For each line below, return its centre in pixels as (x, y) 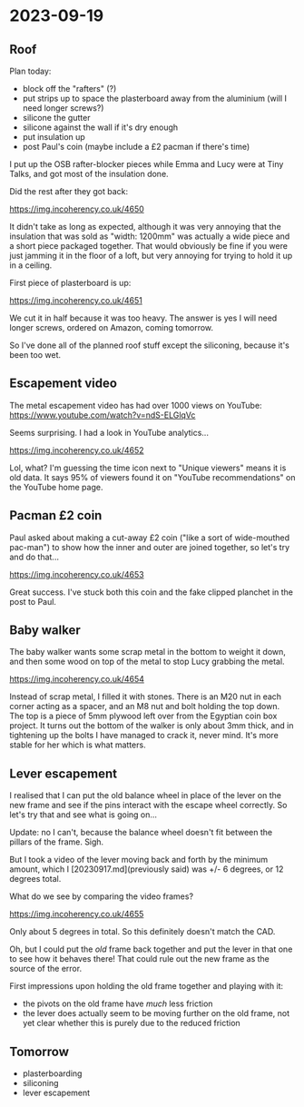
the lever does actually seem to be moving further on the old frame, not (156, 1013)
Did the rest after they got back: (69, 191)
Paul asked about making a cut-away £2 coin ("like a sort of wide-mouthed (150, 538)
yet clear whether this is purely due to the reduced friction (131, 1023)
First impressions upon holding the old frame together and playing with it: (147, 986)
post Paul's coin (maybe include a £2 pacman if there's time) (136, 147)
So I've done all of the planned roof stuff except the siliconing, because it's (150, 345)
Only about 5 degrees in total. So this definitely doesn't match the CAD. (142, 932)
